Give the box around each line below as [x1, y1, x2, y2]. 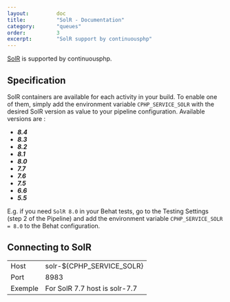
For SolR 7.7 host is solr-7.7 [45, 283, 138, 293]
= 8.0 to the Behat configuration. [7, 222, 101, 230]
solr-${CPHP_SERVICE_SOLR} [45, 261, 144, 270]
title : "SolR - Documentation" [7, 17, 125, 23]
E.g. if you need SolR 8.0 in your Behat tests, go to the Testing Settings [7, 207, 209, 215]
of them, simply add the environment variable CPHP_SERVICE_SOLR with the [7, 100, 215, 108]
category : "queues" [7, 23, 81, 30]
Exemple [10, 283, 39, 293]
